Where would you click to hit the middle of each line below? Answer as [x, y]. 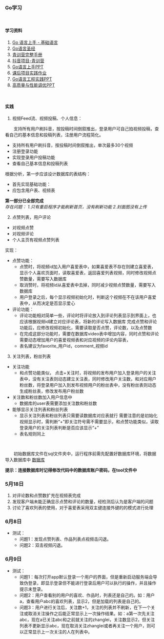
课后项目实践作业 [29, 73]
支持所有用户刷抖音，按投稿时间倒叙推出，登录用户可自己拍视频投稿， [84, 128]
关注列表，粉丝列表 [31, 356]
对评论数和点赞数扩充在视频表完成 [46, 495]
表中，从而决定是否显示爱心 [47, 303]
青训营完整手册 [27, 54]
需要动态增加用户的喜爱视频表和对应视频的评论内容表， [75, 340]
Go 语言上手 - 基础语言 [35, 42]
